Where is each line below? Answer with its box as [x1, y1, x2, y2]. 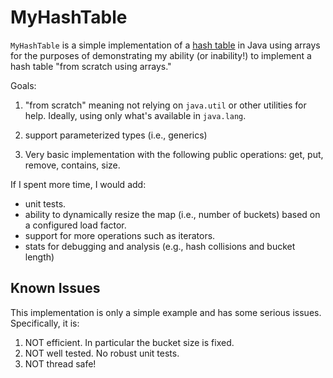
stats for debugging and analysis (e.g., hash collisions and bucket [24, 240, 296, 252]
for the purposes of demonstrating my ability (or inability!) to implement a [10, 49, 312, 61]
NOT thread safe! [24, 357, 97, 370]
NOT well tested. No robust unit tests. [24, 347, 180, 359]
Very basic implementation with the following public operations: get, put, [24, 148, 324, 160]
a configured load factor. [24, 219, 127, 231]
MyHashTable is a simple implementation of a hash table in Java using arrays [10, 39, 321, 51]
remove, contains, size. [24, 159, 121, 171]
